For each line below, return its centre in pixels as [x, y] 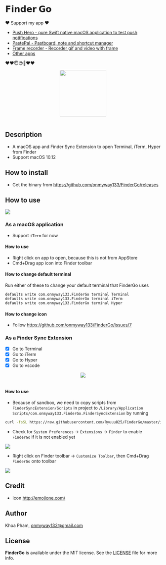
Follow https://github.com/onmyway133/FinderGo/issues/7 [72, 325]
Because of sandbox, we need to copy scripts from [64, 403]
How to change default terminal [38, 274]
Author [16, 514]
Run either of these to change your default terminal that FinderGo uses [77, 285]
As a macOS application [34, 225]
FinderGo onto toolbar [34, 461]
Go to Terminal [27, 349]
